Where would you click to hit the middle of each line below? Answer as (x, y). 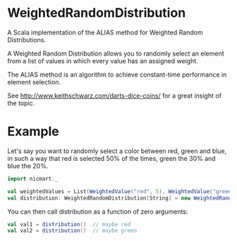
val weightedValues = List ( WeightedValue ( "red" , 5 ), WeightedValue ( (110, 191)
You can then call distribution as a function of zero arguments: (98, 211)
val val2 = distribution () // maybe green (72, 231)
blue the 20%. (28, 166)
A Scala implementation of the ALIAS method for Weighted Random (105, 32)
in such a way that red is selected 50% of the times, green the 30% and (112, 158)
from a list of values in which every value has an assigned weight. (103, 60)
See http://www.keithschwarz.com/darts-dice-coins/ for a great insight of (115, 96)
